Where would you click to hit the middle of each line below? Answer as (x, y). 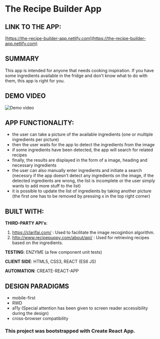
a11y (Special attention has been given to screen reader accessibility (80, 308)
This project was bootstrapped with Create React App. (70, 331)
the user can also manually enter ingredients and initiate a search (77, 170)
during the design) (30, 313)
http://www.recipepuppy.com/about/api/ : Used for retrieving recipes (80, 238)
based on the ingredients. (37, 243)
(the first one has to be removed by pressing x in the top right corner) (81, 196)
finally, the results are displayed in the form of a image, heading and (80, 160)
